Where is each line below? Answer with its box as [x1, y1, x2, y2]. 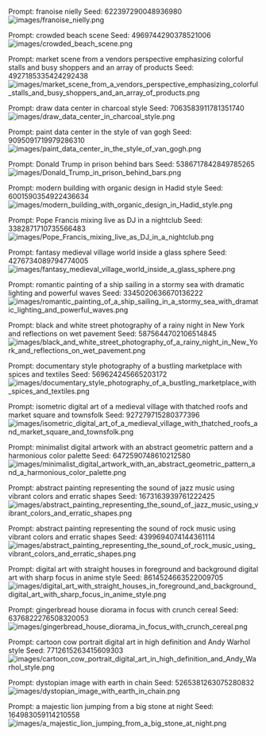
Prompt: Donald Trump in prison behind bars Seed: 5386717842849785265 [8, 159, 256, 169]
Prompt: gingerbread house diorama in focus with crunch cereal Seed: [8, 605, 239, 614]
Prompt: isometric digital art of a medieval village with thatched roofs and [8, 402, 248, 411]
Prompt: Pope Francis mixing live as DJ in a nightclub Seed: [8, 216, 203, 224]
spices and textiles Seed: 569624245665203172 [8, 370, 168, 379]
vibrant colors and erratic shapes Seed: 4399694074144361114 [8, 532, 216, 542]
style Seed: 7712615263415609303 [8, 646, 124, 655]
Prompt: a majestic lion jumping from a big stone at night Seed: [8, 702, 214, 711]
